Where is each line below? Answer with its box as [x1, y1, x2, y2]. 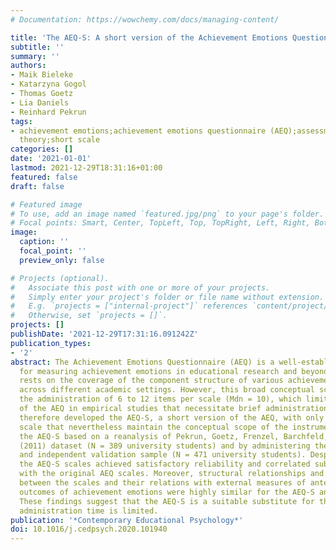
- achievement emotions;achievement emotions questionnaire [10, 126, 267, 136]
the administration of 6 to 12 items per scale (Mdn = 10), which [19, 394, 302, 405]
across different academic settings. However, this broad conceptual [19, 385, 315, 395]
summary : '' [10, 51, 60, 61]
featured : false [10, 172, 78, 182]
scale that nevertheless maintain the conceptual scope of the [19, 422, 288, 432]
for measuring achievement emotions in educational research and [19, 366, 298, 376]
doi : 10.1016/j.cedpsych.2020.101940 [10, 524, 168, 535]
